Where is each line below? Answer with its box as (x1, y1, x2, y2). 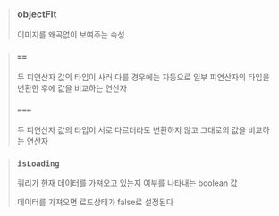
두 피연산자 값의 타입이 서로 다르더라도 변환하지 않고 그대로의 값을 (16, 124, 247, 135)
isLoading (16, 158, 60, 169)
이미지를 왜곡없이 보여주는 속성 (16, 29, 125, 40)
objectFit (16, 8, 57, 21)
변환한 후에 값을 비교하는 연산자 (16, 82, 127, 93)
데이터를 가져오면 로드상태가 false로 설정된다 (16, 196, 174, 208)
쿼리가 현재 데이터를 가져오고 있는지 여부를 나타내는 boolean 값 (16, 178, 238, 188)
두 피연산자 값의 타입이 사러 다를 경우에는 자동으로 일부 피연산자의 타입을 (16, 71, 270, 82)
